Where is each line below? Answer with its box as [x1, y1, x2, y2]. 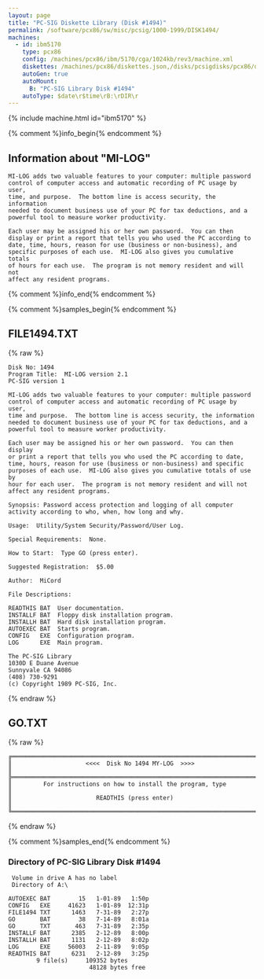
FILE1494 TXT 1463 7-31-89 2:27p [8, 908, 149, 916]
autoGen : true [22, 70, 68, 78]
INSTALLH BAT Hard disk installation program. [8, 618, 167, 626]
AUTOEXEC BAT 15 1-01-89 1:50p [8, 894, 149, 903]
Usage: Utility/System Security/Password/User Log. [8, 521, 185, 529]
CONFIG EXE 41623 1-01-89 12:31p [8, 901, 149, 909]
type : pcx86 [22, 48, 61, 56]
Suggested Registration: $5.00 [8, 563, 114, 571]
